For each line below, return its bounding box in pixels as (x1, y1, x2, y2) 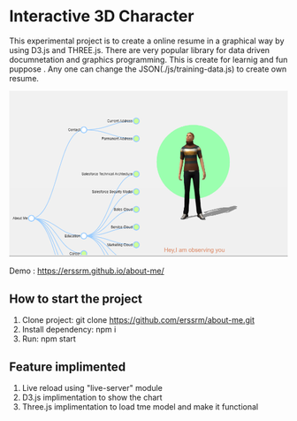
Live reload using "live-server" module (21, 383, 164, 394)
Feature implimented (9, 359, 126, 374)
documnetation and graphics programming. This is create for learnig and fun (9, 54, 288, 65)
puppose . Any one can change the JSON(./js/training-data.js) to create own (9, 64, 287, 74)
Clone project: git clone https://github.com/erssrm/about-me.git (21, 315, 255, 325)
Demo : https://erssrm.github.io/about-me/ (9, 265, 165, 276)
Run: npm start (21, 333, 77, 344)
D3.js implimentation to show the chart (21, 392, 163, 403)
